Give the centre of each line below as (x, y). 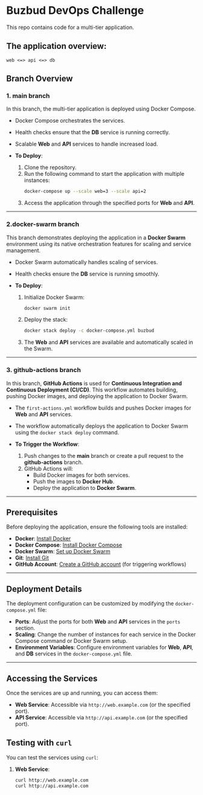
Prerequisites (32, 513)
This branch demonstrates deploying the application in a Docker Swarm (96, 237)
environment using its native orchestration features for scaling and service (99, 244)
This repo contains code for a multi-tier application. (70, 27)
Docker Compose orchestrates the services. (70, 121)
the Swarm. (38, 349)
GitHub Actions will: (49, 468)
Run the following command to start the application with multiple (104, 174)
